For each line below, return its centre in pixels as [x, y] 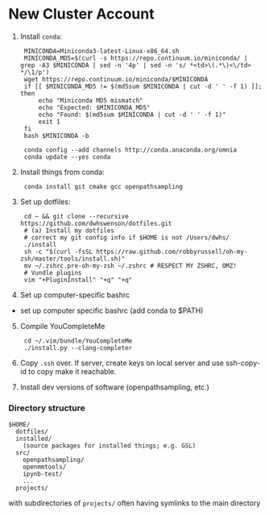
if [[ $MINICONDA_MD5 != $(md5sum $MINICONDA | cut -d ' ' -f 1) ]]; [143, 86]
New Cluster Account [81, 14]
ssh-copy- [242, 363]
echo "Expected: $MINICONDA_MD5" [94, 107]
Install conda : [41, 36]
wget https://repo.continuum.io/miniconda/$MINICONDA [116, 79]
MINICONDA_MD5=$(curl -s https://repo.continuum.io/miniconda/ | [136, 58]
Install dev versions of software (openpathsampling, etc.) [114, 387]
